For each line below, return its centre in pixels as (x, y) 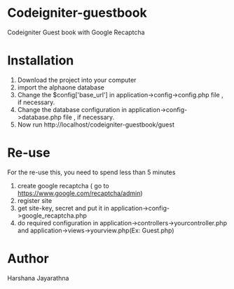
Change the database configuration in (72, 109)
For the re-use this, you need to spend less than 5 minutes (91, 172)
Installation (41, 61)
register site (35, 200)
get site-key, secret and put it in (63, 208)
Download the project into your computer (77, 80)
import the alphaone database (61, 87)
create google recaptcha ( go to (63, 185)
